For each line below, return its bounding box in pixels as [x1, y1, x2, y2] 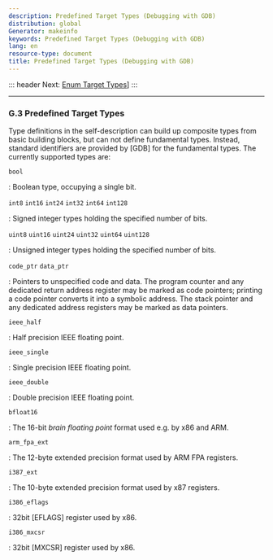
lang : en [8, 42, 38, 50]
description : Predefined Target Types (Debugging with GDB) [8, 11, 217, 20]
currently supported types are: [8, 152, 111, 162]
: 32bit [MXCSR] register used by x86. [8, 543, 136, 553]
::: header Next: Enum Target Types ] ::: [8, 79, 138, 90]
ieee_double [8, 378, 49, 387]
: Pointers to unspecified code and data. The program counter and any [8, 277, 245, 287]
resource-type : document [8, 50, 93, 58]
